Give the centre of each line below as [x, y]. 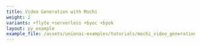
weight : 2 [19, 17]
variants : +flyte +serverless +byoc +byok [60, 23]
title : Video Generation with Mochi [52, 12]
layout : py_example [31, 28]
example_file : [24, 34]
